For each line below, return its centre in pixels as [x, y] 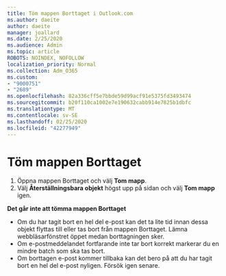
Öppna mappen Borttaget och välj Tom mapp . [82, 181]
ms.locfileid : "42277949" [44, 128]
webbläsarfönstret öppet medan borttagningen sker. [91, 236]
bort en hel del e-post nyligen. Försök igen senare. [88, 266]
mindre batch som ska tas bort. [61, 251]
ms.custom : [23, 77]
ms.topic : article [33, 52]
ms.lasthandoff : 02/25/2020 [47, 122]
